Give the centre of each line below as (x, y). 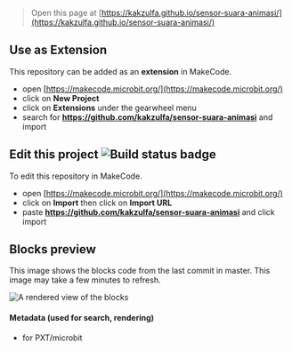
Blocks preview (53, 249)
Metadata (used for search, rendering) (81, 318)
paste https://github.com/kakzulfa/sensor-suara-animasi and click (149, 211)
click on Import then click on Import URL (97, 203)
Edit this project (54, 155)
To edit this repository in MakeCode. (76, 176)
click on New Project (61, 98)
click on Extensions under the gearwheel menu (109, 108)
